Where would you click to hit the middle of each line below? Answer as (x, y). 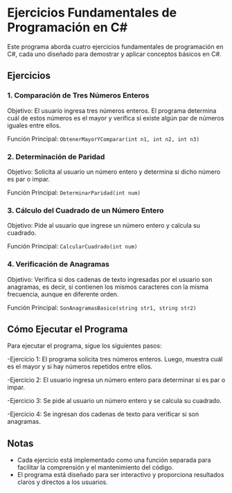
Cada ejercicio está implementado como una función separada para (114, 460)
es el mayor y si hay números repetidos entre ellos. (80, 367)
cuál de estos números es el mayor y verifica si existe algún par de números (116, 118)
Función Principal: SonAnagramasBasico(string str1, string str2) (102, 307)
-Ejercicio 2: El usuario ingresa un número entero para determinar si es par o (116, 380)
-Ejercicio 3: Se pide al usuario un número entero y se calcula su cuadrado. (114, 401)
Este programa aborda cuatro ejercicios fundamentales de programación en (115, 46)
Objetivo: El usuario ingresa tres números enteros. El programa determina (112, 110)
